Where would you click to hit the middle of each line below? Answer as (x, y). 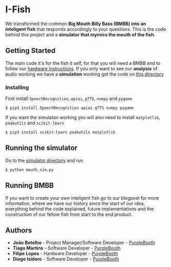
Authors (19, 230)
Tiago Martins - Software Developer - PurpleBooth (67, 248)
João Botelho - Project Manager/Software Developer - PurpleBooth (84, 243)
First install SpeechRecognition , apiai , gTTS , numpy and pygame (69, 99)
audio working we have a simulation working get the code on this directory (85, 74)
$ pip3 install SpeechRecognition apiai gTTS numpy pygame (70, 108)
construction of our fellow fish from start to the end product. (69, 214)
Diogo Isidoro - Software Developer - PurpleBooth (66, 259)
